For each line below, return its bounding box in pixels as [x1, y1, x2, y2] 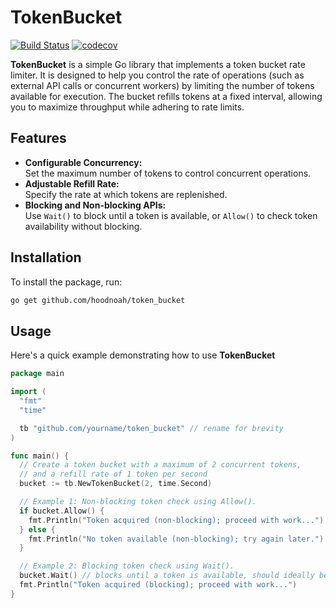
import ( [10, 387, 47, 397]
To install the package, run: [10, 276, 123, 288]
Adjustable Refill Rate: [24, 177, 120, 190]
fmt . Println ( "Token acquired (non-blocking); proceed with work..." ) [28, 515, 325, 525]
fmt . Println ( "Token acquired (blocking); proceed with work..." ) [19, 580, 298, 590]
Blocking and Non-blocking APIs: [24, 199, 167, 211]
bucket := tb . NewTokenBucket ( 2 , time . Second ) [19, 479, 213, 489]
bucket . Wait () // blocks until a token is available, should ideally [19, 571, 315, 581]
